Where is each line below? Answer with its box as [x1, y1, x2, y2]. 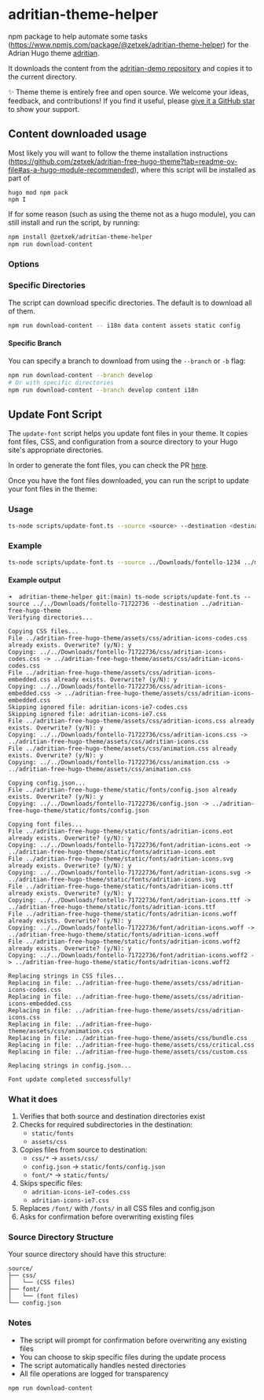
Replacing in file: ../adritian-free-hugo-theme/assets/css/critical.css [8, 1041, 255, 1049]
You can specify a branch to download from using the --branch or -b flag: [8, 356, 246, 366]
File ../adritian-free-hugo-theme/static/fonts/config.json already [8, 785, 237, 793]
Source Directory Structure [8, 1231, 114, 1242]
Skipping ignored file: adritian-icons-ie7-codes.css [8, 703, 189, 711]
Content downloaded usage [8, 128, 147, 141]
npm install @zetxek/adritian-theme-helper [8, 232, 153, 241]
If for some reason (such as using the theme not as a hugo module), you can [8, 209, 256, 218]
